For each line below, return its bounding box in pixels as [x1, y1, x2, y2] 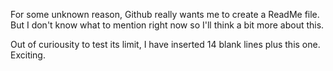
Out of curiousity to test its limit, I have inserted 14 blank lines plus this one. [10, 39, 321, 50]
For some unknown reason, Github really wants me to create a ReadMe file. [10, 9, 320, 20]
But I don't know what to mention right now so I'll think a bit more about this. [10, 19, 325, 31]
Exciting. [10, 49, 46, 61]
